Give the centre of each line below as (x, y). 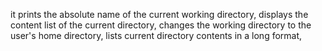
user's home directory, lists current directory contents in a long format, (156, 35)
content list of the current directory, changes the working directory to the (161, 25)
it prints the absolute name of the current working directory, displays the (159, 14)
